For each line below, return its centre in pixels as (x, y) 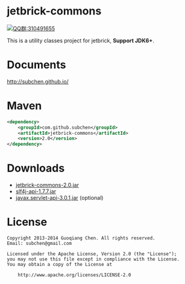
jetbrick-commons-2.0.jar (47, 185)
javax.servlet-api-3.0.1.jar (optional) (59, 198)
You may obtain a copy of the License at (60, 265)
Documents (36, 65)
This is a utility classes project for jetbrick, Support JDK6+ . (80, 40)
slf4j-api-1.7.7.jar (36, 191)
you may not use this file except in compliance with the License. (93, 259)
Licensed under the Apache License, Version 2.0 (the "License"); (92, 254)
